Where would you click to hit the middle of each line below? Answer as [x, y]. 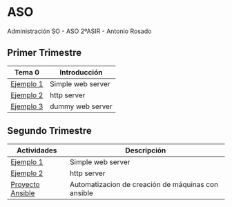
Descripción [146, 150]
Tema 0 [27, 72]
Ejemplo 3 [27, 106]
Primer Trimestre [44, 53]
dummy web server [81, 106]
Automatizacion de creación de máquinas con [144, 184]
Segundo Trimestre [49, 131]
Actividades [37, 150]
